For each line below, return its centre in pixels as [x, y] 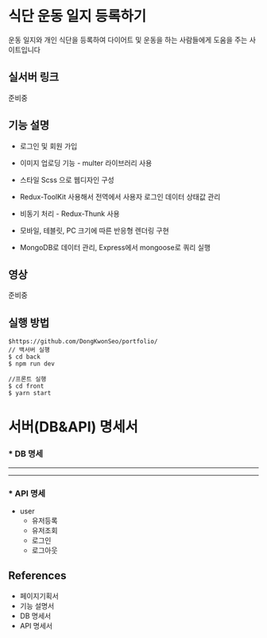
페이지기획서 [39, 596]
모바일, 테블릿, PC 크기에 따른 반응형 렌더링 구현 [94, 230]
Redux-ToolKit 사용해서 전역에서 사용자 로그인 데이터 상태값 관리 [120, 196]
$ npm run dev [32, 364]
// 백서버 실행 [29, 350]
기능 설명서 [37, 605]
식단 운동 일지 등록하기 [77, 16]
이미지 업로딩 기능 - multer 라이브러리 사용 [86, 163]
